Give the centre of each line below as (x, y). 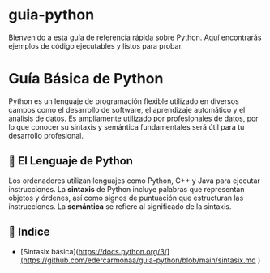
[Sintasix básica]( (49, 251)
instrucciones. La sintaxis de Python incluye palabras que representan (126, 189)
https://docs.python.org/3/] (124, 251)
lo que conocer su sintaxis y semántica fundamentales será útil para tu (126, 126)
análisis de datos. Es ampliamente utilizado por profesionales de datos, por (133, 118)
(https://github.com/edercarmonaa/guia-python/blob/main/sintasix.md (138, 260)
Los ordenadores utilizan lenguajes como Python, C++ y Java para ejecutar (135, 181)
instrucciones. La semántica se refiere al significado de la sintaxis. (120, 206)
